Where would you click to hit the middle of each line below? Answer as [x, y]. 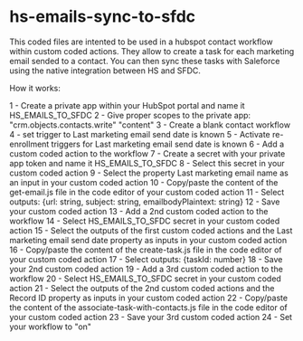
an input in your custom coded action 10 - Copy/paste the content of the [144, 182]
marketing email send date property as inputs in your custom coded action [148, 240]
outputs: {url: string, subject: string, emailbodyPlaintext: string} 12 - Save [145, 202]
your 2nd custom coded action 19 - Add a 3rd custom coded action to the [146, 269]
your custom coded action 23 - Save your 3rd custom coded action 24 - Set [151, 317]
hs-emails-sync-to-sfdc [103, 17]
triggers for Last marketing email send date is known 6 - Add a [168, 144]
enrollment [29, 144]
